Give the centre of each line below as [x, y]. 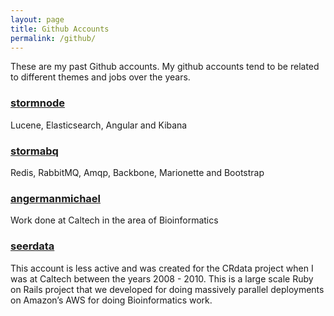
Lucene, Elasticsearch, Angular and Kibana [99, 125]
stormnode [38, 103]
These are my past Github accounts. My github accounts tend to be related [165, 67]
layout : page [37, 19]
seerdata [32, 246]
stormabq [34, 151]
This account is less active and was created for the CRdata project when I [162, 268]
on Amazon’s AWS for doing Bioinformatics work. [111, 300]
